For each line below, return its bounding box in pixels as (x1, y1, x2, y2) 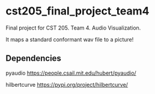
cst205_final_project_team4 (5, 4, 150, 18)
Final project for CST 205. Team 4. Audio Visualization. (5, 24, 141, 31)
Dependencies (5, 53, 61, 64)
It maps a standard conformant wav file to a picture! (5, 36, 134, 43)
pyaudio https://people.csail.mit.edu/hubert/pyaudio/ (5, 69, 136, 77)
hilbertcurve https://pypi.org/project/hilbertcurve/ (5, 81, 129, 88)
